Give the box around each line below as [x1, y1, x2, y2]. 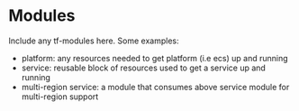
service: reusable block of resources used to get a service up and [21, 62, 267, 73]
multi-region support [21, 91, 99, 102]
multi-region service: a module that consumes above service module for [21, 81, 290, 92]
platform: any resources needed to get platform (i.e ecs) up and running [21, 52, 289, 63]
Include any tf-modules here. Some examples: [8, 35, 179, 46]
